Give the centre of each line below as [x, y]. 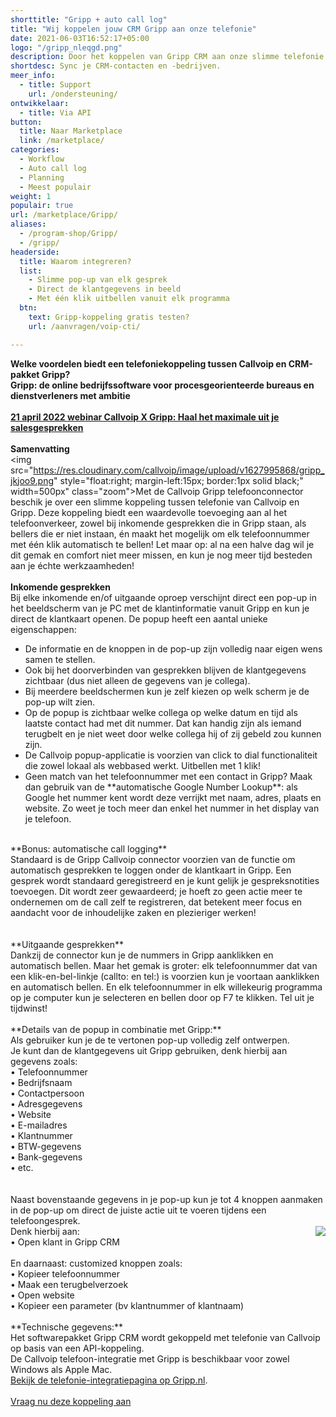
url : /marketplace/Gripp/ [64, 215]
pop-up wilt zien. [60, 702]
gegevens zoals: [44, 1061]
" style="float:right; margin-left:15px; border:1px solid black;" [178, 480]
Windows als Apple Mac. [61, 1369]
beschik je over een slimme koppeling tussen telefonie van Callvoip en [155, 502]
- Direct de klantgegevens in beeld [105, 289]
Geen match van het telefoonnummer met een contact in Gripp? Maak [168, 776]
